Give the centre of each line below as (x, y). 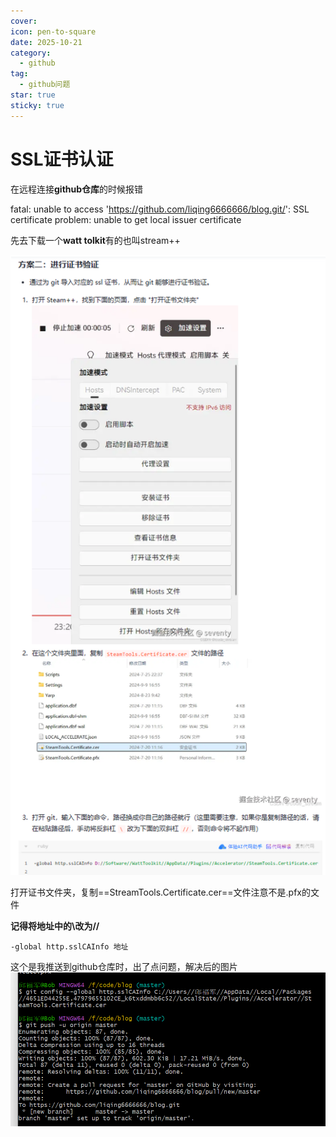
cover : (24, 21)
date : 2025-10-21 (46, 42)
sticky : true (37, 105)
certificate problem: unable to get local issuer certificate (126, 219)
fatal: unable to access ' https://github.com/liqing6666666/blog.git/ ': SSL (160, 209)
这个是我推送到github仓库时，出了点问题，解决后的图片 (124, 967)
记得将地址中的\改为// (55, 926)
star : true (33, 95)
